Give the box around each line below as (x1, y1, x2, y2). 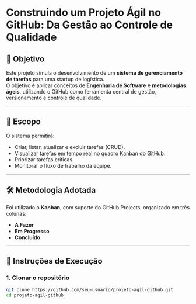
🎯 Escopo (6, 117, 41, 127)
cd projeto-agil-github (6, 292, 64, 298)
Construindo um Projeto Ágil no (6, 6, 162, 19)
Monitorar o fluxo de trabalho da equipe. (14, 162, 112, 169)
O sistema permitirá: (6, 132, 55, 139)
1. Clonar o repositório (6, 274, 70, 282)
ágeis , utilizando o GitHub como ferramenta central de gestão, (6, 88, 156, 95)
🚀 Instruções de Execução (6, 256, 103, 266)
